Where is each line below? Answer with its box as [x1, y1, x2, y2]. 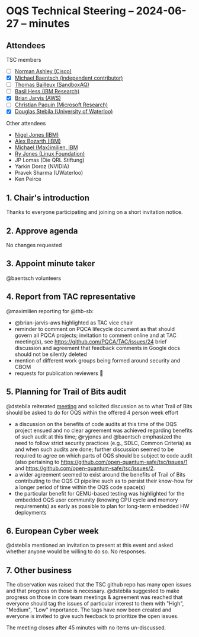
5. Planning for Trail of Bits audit [6, 387, 127, 397]
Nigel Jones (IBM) [14, 131, 59, 138]
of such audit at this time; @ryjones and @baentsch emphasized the [14, 433, 182, 440]
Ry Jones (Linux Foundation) [14, 150, 85, 157]
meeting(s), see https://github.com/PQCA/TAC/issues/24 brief [14, 338, 167, 345]
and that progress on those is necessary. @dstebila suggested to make [6, 587, 179, 595]
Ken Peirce [14, 175, 41, 182]
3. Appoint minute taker [6, 258, 95, 269]
